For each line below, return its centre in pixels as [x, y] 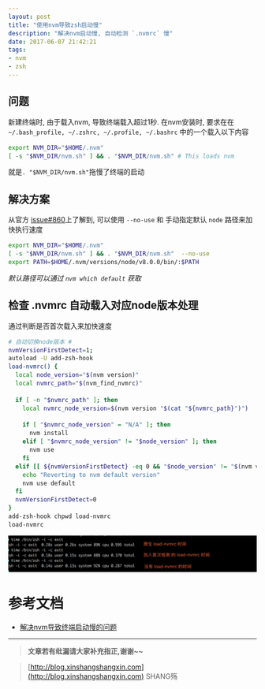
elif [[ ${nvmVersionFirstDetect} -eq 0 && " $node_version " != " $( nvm [134, 466]
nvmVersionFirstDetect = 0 [56, 500]
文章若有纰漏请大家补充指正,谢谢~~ [85, 651]
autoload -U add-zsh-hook [50, 359]
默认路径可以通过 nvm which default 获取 [75, 278]
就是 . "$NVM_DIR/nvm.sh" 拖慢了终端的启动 [77, 172]
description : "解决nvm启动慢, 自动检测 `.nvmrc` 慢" [91, 33]
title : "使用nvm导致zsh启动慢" [55, 25]
